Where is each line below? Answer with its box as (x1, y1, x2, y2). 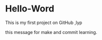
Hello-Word (5, 3, 54, 14)
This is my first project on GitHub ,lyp (5, 19, 82, 25)
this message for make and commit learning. (5, 29, 97, 35)
